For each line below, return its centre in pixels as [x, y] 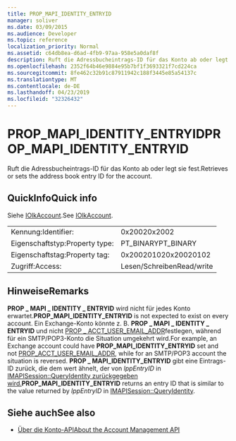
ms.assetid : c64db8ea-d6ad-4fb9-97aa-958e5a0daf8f [83, 54]
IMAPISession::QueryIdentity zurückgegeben [73, 375]
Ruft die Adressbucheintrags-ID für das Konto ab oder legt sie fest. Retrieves [118, 168]
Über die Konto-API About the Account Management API [99, 430]
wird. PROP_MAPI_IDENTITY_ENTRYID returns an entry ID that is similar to [116, 383]
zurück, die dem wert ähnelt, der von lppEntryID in [88, 368]
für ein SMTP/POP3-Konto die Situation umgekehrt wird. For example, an [112, 338]
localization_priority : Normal [53, 47]
